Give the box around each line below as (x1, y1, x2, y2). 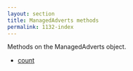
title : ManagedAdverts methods (7, 17, 99, 24)
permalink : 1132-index (7, 23, 74, 30)
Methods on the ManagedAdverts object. (7, 43, 127, 51)
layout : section (7, 10, 55, 18)
